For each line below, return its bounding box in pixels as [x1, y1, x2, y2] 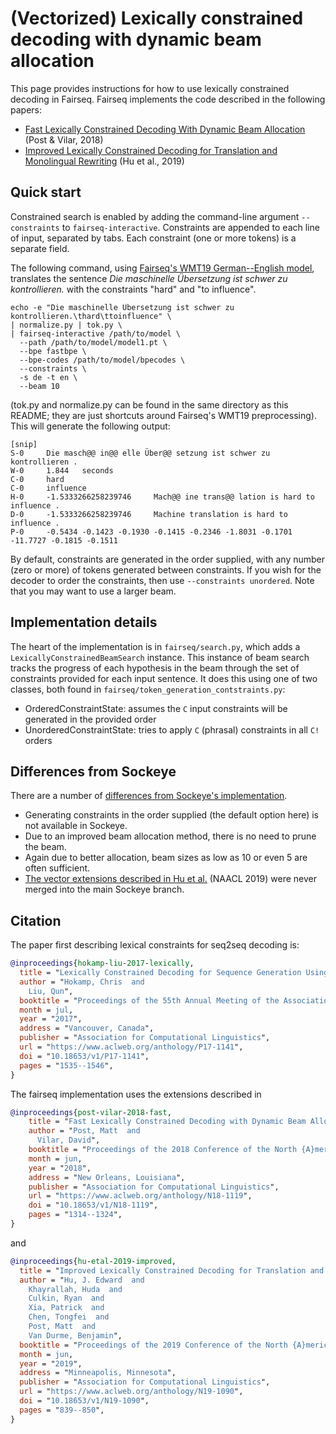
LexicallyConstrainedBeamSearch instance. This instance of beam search [10, 651, 310, 663]
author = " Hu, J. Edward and [19, 1275, 145, 1285]
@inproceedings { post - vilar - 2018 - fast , [10, 1107, 172, 1117]
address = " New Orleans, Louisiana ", [28, 1172, 186, 1182]
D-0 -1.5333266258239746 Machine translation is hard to [10, 509, 288, 519]
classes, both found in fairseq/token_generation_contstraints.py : [10, 683, 286, 695]
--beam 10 [19, 381, 60, 391]
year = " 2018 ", [28, 1163, 92, 1173]
